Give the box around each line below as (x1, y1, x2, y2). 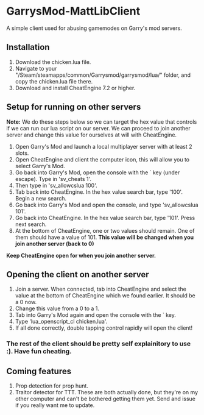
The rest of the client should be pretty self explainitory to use (6, 339, 191, 348)
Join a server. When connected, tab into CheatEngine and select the (15, 285, 187, 293)
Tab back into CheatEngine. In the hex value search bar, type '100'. (15, 188, 183, 196)
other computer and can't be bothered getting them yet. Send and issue (15, 395, 196, 403)
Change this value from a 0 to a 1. (15, 305, 99, 312)
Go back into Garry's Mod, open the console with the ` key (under (15, 169, 180, 176)
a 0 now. (15, 299, 37, 306)
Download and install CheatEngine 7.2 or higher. (15, 84, 136, 91)
